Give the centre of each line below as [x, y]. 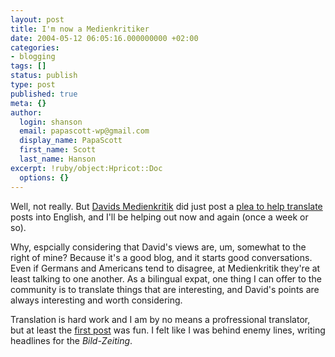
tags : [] [28, 66]
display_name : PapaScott [71, 141]
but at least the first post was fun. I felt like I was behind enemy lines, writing [168, 330]
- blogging [33, 57]
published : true [44, 94]
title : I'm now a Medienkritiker [80, 29]
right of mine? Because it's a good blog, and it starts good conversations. [161, 257]
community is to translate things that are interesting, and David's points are [165, 289]
